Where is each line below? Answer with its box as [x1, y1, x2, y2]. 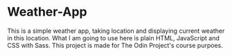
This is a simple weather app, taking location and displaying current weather [7, 27, 225, 35]
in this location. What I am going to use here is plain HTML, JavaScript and [7, 33, 220, 42]
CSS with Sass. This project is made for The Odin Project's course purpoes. [7, 41, 224, 49]
